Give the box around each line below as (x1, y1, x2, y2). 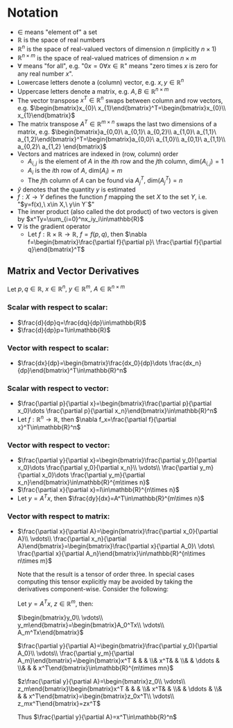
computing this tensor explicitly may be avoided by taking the (17, 577, 193, 586)
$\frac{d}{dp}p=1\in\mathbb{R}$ (17, 325, 111, 334)
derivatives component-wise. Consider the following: (17, 585, 169, 593)
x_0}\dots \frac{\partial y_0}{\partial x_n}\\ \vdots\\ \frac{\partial (17, 464, 199, 472)
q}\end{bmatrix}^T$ (27, 245, 85, 253)
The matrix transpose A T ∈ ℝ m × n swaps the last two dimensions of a (17, 119, 217, 128)
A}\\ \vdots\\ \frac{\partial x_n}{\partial (17, 534, 127, 543)
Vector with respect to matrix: (7, 511, 110, 521)
